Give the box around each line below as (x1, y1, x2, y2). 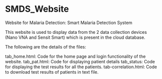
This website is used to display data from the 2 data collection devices (5, 29, 147, 35)
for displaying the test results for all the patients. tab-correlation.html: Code (5, 64, 158, 70)
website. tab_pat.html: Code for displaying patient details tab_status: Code (5, 58, 155, 64)
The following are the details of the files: (5, 44, 87, 50)
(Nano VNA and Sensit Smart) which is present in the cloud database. (5, 34, 145, 40)
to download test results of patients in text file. (5, 69, 99, 75)
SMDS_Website (5, 3, 69, 15)
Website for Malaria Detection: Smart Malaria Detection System (5, 20, 133, 26)
